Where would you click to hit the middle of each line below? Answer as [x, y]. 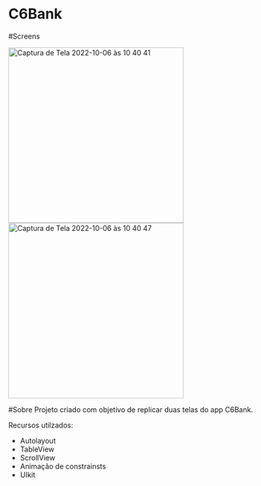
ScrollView [38, 457]
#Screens [24, 36]
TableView [37, 449]
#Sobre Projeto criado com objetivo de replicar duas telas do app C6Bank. [131, 409]
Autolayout [38, 440]
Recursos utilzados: [41, 425]
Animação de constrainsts [63, 466]
